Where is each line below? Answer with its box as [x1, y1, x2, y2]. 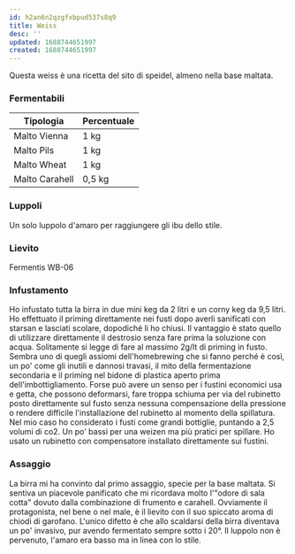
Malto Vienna [13, 130, 69, 142]
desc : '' [9, 29, 42, 38]
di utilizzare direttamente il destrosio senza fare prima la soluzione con [9, 333, 267, 343]
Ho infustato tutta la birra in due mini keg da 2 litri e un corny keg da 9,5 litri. [9, 304, 286, 315]
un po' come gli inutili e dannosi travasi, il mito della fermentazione [9, 360, 252, 372]
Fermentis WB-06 [9, 262, 74, 273]
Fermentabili [9, 92, 64, 104]
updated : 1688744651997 [9, 37, 97, 47]
